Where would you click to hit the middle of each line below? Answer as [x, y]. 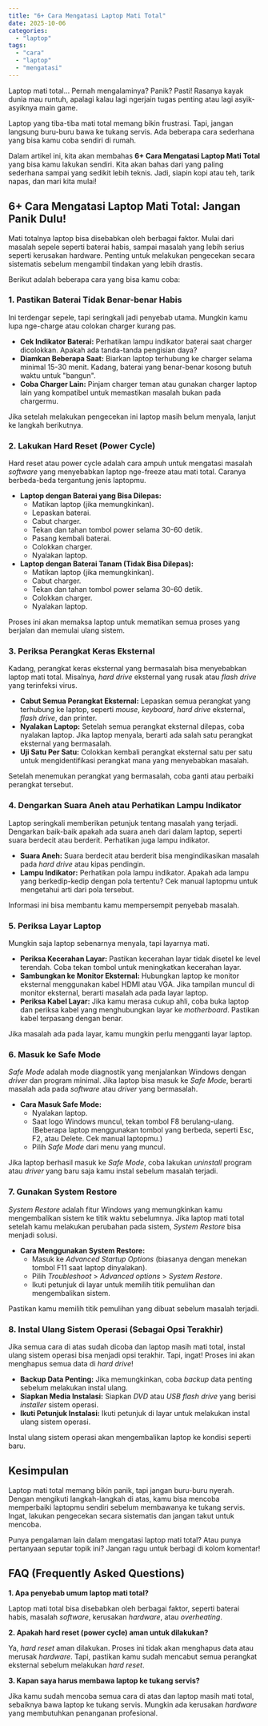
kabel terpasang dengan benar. [72, 1019]
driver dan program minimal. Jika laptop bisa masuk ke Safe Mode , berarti [130, 1080]
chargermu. [39, 400]
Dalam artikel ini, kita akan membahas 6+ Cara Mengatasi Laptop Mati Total [134, 155]
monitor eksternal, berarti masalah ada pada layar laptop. [114, 993]
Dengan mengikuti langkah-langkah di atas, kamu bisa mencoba [114, 1499]
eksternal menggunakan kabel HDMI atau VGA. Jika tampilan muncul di [137, 984]
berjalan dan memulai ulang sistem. [67, 630]
